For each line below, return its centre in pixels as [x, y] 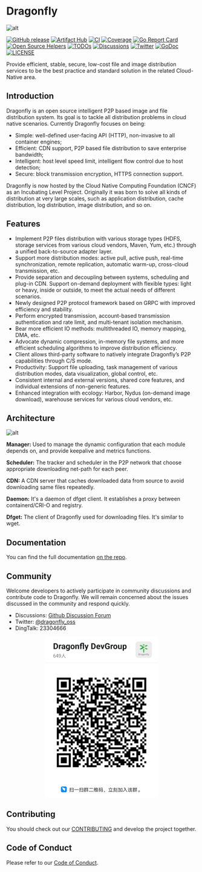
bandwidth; [29, 154]
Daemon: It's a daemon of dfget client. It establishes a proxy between [93, 499]
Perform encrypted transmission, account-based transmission [93, 315]
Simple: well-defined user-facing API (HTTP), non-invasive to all [95, 135]
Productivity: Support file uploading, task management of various [96, 367]
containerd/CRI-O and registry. [45, 505]
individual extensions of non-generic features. [73, 386]
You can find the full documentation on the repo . [67, 557]
